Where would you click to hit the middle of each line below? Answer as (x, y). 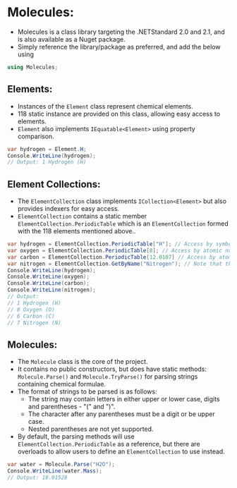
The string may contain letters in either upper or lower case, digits (124, 399)
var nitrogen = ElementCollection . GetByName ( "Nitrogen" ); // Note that (115, 264)
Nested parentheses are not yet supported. (91, 429)
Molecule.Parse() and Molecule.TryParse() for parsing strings (108, 377)
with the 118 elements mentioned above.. (77, 231)
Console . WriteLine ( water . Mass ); (55, 471)
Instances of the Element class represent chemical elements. (105, 106)
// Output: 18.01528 (38, 477)
